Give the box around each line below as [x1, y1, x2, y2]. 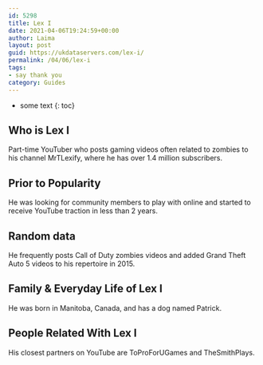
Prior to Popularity [8, 177, 101, 190]
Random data [8, 229, 76, 243]
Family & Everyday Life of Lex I [8, 282, 163, 296]
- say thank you [8, 71, 62, 79]
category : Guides [8, 78, 66, 86]
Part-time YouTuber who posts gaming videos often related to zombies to [8, 145, 249, 154]
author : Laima [8, 34, 56, 42]
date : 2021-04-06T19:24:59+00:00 [8, 26, 120, 34]
